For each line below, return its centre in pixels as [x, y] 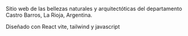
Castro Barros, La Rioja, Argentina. [49, 15]
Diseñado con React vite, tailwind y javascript [63, 27]
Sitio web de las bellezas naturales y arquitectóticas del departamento [94, 9]
